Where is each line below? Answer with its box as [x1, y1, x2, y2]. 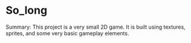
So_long [5, 4, 48, 17]
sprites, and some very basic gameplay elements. [5, 29, 129, 36]
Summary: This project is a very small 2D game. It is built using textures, [5, 23, 186, 30]
